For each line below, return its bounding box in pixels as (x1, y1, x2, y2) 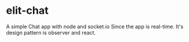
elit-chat (6, 4, 49, 17)
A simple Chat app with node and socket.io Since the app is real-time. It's (6, 23, 184, 30)
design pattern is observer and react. (6, 29, 96, 36)
